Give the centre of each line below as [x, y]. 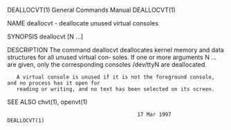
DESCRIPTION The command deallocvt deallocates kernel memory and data [116, 50]
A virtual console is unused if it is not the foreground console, [115, 77]
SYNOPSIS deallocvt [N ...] [45, 36]
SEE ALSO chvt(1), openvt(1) [47, 102]
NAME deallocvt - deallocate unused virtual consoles [83, 23]
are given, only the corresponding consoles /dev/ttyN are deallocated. [107, 64]
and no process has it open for [54, 83]
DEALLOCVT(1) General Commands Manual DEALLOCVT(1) [92, 10]
